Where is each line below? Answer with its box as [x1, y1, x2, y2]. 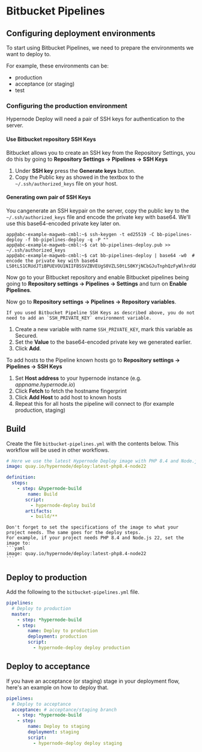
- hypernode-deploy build [30, 502, 96, 508]
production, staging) [14, 406, 66, 414]
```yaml [6, 545, 26, 552]
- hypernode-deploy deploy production [32, 645, 130, 651]
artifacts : [25, 508, 52, 514]
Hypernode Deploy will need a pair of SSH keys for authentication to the [6, 116, 185, 123]
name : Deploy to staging [28, 724, 90, 730]
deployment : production [28, 633, 87, 639]
